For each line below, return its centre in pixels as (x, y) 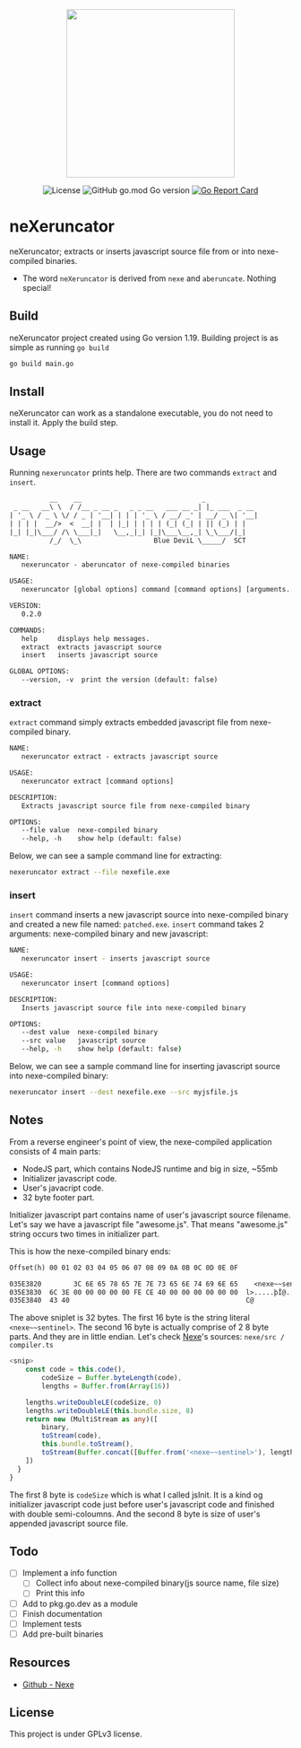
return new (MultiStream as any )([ (92, 1419)
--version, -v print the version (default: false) (120, 680)
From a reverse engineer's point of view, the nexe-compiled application (141, 1142)
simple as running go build (59, 347)
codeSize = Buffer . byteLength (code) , (112, 1378)
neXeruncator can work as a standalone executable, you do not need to (141, 413)
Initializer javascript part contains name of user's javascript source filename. (150, 1215)
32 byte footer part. (58, 1197)
